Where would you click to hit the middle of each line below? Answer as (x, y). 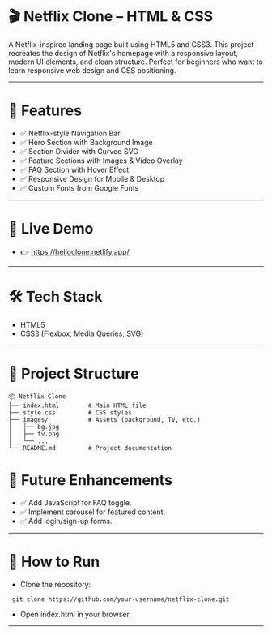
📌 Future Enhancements (90, 480)
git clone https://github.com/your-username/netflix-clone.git (121, 599)
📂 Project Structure (74, 373)
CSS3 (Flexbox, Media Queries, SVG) (82, 333)
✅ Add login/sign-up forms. (66, 521)
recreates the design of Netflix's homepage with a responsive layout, (123, 53)
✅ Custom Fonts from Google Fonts (79, 187)
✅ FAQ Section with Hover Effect (74, 169)
